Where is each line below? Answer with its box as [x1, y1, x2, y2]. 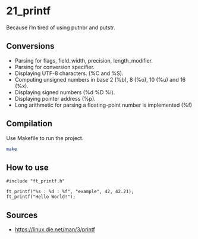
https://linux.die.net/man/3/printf [14, 226, 95, 233]
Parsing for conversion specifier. [14, 63, 95, 70]
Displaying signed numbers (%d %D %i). [14, 88, 115, 96]
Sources [6, 210, 38, 220]
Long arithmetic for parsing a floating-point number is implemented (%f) [14, 101, 192, 108]
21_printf [6, 4, 51, 18]
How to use [6, 162, 49, 172]
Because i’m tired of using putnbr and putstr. [6, 24, 115, 31]
